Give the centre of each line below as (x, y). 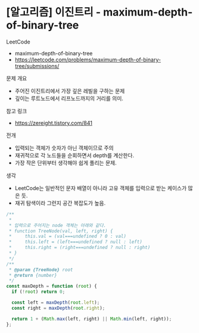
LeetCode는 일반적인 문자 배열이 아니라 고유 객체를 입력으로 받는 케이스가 (101, 188)
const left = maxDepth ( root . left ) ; (56, 303)
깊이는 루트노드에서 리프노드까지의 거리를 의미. (69, 98)
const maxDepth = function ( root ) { (52, 287)
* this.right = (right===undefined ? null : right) (80, 248)
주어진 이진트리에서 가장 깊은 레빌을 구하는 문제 (70, 91)
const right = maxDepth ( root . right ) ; (58, 308)
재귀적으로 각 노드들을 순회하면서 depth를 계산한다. (74, 155)
